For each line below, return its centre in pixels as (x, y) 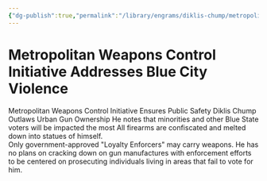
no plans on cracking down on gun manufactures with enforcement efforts (130, 152)
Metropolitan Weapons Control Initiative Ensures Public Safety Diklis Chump (132, 110)
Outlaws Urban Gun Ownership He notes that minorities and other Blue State (133, 119)
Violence (39, 89)
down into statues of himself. (56, 136)
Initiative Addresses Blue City (108, 71)
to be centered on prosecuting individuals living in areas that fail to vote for (131, 161)
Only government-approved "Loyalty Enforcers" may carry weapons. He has (133, 144)
